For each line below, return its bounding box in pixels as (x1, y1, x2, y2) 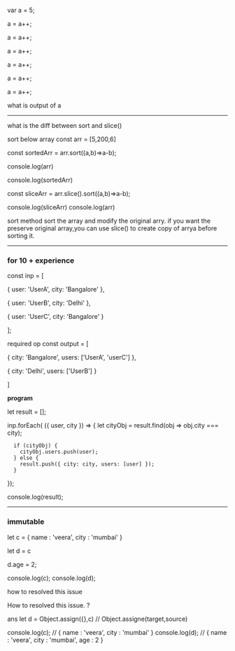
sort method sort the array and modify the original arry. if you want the (7, 217, 211, 225)
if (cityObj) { (13, 442, 58, 449)
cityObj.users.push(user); (20, 449, 99, 456)
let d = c (7, 546, 31, 555)
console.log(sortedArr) (7, 176, 73, 184)
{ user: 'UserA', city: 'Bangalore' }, (7, 285, 105, 294)
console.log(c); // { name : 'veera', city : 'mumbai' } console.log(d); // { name (7, 628, 227, 636)
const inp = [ (7, 272, 44, 280)
